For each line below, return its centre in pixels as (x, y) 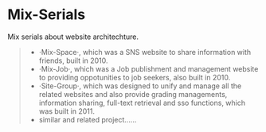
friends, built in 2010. (73, 60)
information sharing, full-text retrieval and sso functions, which (142, 103)
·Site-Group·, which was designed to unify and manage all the (140, 86)
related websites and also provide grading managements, (133, 94)
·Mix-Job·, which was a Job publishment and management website (149, 68)
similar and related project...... (88, 119)
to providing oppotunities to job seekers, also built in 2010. (135, 77)
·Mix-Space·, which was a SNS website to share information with (145, 52)
